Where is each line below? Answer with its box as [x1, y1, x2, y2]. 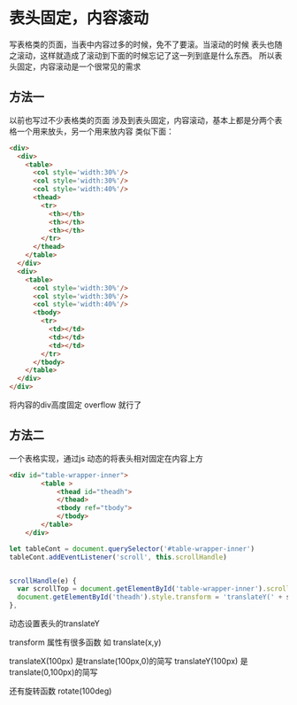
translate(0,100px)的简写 [9, 667, 99, 678]
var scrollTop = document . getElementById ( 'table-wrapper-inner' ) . [17, 585, 267, 593]
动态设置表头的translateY [9, 618, 100, 629]
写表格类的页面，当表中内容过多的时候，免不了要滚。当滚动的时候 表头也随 [9, 39, 283, 50]
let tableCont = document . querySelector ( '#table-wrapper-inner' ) [9, 544, 255, 554]
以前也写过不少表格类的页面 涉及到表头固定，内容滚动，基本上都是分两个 [9, 114, 275, 125]
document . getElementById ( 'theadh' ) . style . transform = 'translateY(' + [17, 593, 283, 602]
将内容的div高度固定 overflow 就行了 [9, 399, 142, 410]
